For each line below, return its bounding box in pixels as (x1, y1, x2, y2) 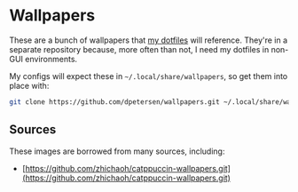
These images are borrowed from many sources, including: (9, 146, 225, 156)
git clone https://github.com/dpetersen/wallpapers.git (9, 97, 220, 107)
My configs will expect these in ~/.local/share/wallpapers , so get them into (9, 70, 288, 81)
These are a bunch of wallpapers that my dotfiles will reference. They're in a (9, 35, 288, 45)
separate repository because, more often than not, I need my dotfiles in (9, 44, 270, 54)
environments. (25, 53, 78, 64)
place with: (9, 80, 50, 91)
